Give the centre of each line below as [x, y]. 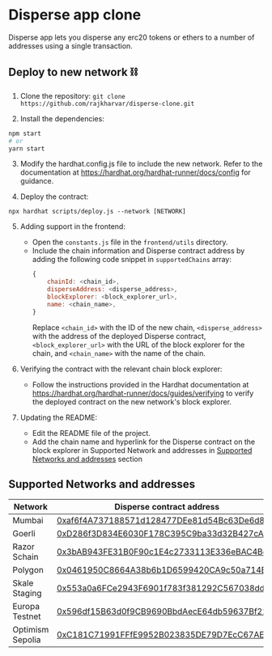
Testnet [27, 616]
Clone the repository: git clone [72, 95]
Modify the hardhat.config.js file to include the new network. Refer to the [141, 164]
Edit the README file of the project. [91, 433]
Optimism [31, 630]
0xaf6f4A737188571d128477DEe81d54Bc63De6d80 [163, 521]
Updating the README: [59, 417]
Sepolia [27, 640]
